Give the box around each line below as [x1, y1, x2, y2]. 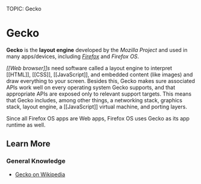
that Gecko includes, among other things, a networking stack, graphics [6, 96, 183, 103]
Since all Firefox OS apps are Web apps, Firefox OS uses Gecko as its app [6, 114, 190, 122]
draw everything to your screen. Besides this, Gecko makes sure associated [6, 77, 195, 84]
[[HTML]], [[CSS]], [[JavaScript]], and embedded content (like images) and [6, 71, 193, 78]
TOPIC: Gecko [6, 5, 42, 12]
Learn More [6, 139, 51, 149]
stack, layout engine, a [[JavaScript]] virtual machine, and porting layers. [6, 103, 187, 110]
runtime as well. [6, 121, 46, 128]
